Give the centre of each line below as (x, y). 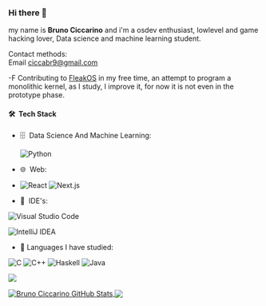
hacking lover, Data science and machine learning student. (105, 38)
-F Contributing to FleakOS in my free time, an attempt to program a (120, 78)
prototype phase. (37, 95)
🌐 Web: (33, 169)
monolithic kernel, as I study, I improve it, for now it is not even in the (121, 86)
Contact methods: (38, 54)
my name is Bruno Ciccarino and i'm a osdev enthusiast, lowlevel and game (133, 30)
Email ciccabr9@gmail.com (53, 62)
